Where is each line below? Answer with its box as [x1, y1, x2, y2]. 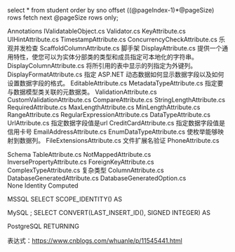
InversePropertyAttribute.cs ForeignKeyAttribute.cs [7, 157, 154, 166]
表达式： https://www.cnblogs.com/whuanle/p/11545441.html [7, 237, 182, 244]
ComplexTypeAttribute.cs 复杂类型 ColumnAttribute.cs [7, 166, 164, 174]
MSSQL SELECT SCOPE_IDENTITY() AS [7, 195, 123, 203]
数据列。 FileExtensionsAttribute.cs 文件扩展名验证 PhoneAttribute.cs [19, 136, 220, 144]
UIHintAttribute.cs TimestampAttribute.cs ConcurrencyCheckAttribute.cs [7, 35, 217, 43]
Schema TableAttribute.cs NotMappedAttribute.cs [7, 150, 152, 158]
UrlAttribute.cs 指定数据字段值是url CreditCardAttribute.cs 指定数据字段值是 [7, 119, 226, 127]
